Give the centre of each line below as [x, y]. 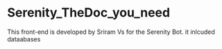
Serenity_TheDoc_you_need [89, 13]
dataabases [24, 39]
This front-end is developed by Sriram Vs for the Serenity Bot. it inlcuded [111, 32]
